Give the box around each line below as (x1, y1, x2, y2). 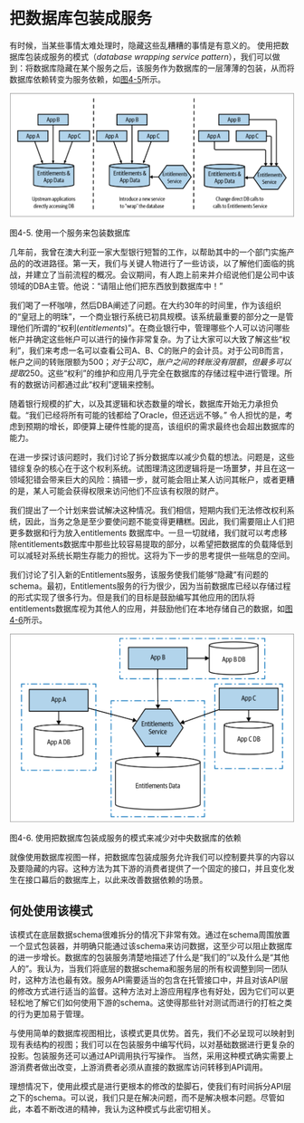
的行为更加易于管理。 (9, 1008, 89, 1019)
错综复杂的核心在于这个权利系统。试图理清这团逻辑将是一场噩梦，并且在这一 (9, 463, 295, 474)
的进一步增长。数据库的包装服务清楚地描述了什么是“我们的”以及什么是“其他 (9, 952, 290, 963)
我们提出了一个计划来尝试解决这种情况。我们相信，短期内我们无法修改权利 (9, 504, 287, 516)
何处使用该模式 (9, 903, 93, 919)
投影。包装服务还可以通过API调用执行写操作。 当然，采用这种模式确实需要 (9, 1050, 287, 1061)
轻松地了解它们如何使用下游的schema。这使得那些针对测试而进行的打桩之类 (9, 997, 292, 1008)
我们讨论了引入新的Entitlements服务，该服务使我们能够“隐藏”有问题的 (9, 570, 269, 581)
